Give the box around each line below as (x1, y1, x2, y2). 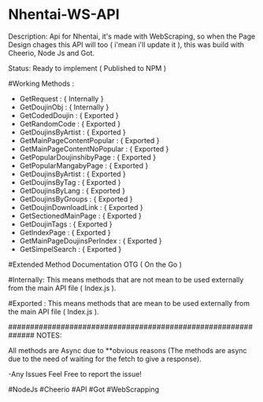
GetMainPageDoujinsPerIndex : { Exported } (19, 236, 162, 245)
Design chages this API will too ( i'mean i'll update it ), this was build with (8, 39, 245, 49)
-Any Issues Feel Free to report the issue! (8, 369, 142, 378)
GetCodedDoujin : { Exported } (19, 110, 120, 120)
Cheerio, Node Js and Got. (8, 48, 95, 57)
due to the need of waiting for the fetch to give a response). (8, 354, 202, 363)
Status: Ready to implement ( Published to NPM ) (8, 63, 167, 72)
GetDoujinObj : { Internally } (19, 102, 109, 112)
